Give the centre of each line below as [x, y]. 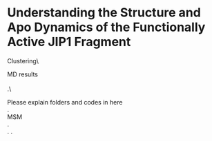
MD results [22, 74]
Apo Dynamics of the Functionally [106, 27]
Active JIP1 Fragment [69, 42]
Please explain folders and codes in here [65, 102]
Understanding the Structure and [104, 13]
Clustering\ [23, 61]
